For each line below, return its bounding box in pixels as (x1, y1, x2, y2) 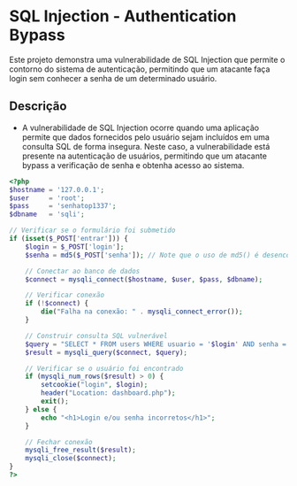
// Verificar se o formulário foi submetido (9, 226, 176, 235)
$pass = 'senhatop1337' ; (9, 202, 117, 211)
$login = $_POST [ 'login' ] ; (25, 242, 125, 251)
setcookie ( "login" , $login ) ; (41, 381, 148, 390)
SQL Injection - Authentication (9, 6, 237, 27)
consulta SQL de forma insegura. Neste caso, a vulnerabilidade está (21, 141, 270, 151)
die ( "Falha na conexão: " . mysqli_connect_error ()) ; (41, 307, 243, 316)
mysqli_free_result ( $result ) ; (25, 445, 137, 455)
